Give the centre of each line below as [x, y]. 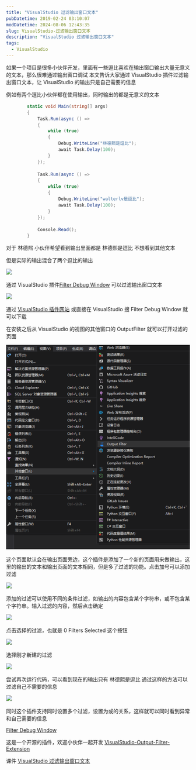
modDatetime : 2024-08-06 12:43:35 [48, 25]
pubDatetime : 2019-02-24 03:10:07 [48, 18]
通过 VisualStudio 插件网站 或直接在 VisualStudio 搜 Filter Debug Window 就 [97, 310]
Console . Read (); [57, 230]
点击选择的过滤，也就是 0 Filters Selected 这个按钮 [67, 630]
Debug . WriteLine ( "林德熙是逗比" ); [97, 143]
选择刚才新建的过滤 [29, 655]
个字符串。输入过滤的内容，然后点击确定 [55, 606]
